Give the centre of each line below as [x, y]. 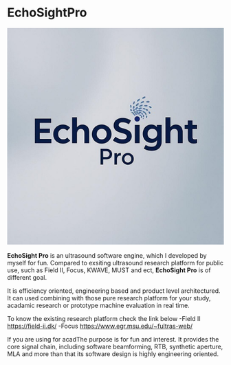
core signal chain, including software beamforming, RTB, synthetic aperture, [115, 346]
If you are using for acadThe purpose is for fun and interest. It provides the [113, 339]
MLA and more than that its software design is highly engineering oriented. [113, 354]
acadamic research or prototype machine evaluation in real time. [99, 305]
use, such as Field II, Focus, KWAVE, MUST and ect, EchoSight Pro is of [109, 270]
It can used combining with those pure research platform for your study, [109, 298]
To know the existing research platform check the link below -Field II [104, 318]
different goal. [27, 277]
